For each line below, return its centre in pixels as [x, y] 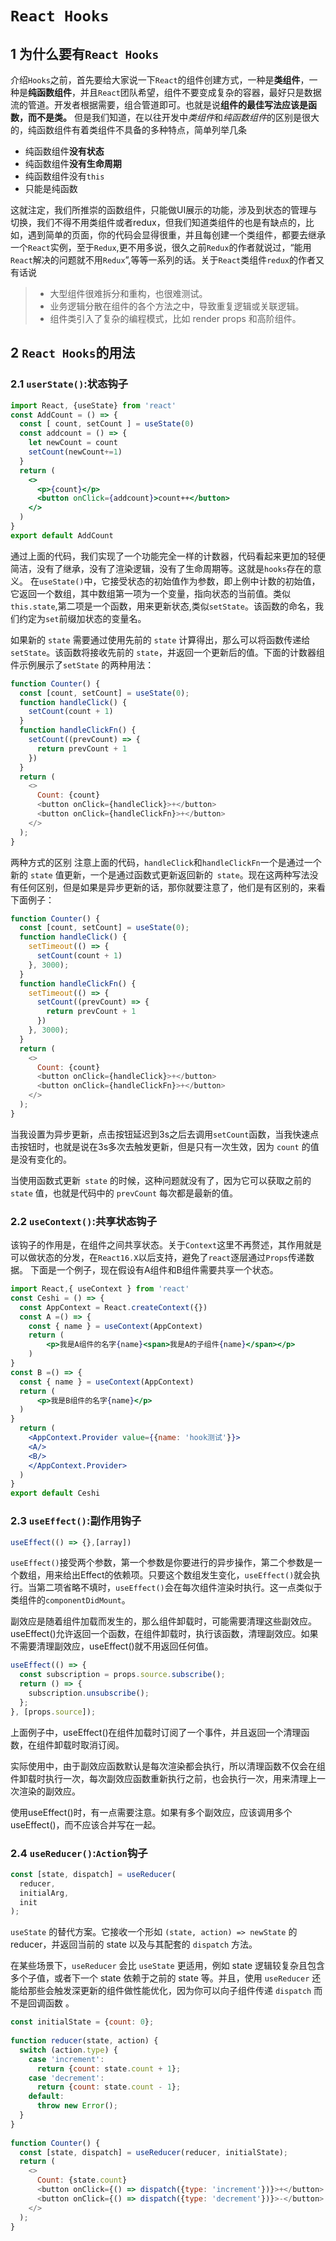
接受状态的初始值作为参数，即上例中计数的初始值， [215, 581]
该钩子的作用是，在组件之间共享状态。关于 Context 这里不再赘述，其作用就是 [166, 1245]
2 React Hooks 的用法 [73, 353]
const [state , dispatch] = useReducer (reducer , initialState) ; [153, 2152]
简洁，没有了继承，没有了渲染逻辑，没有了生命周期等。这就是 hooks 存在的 [161, 568]
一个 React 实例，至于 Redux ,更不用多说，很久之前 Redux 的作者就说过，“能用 [161, 247]
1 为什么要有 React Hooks [85, 53]
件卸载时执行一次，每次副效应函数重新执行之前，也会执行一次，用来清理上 [163, 1778]
